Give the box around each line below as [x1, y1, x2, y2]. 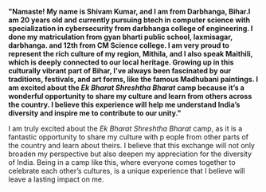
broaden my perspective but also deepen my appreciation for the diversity [8, 149, 252, 159]
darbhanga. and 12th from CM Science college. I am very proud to [8, 41, 229, 50]
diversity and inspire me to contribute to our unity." [8, 108, 182, 118]
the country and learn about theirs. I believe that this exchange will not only [8, 141, 255, 150]
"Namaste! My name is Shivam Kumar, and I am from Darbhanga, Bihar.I [8, 7, 251, 16]
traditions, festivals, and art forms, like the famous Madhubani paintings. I [8, 75, 259, 84]
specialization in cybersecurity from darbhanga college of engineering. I [8, 24, 253, 33]
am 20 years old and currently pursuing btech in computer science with [8, 15, 251, 25]
